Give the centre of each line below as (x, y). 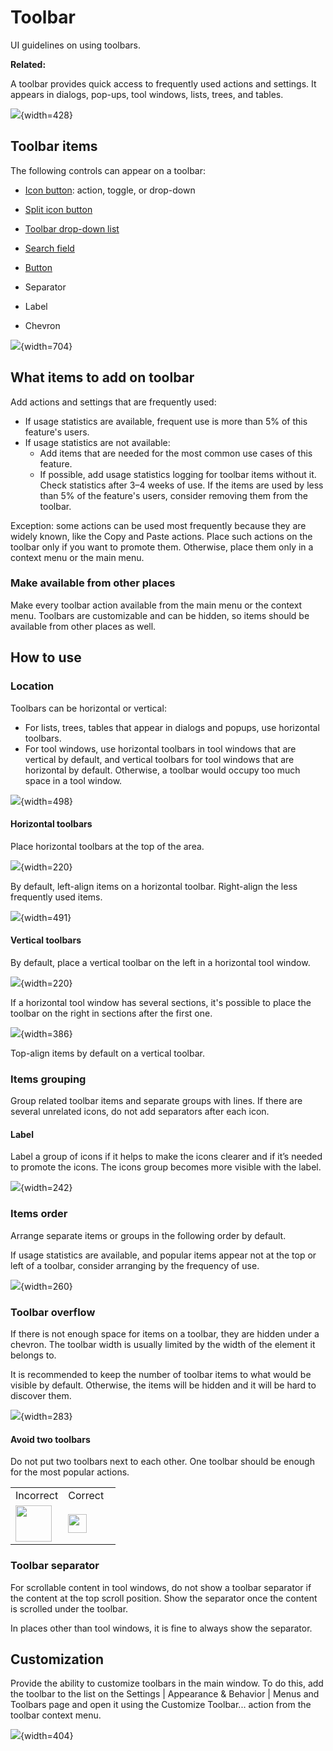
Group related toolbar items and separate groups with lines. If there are (156, 1101)
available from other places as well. (83, 626)
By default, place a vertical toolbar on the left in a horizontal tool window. (160, 962)
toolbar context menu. (56, 1715)
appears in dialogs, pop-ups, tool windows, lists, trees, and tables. (147, 94)
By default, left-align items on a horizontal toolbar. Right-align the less (154, 886)
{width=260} (46, 1286)
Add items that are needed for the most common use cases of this (176, 453)
